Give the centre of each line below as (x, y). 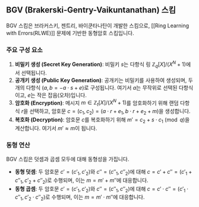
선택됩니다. (34, 73)
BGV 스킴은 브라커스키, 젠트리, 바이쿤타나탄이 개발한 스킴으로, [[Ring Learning (98, 26)
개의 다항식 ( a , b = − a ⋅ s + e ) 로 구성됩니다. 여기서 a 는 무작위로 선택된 (96, 87)
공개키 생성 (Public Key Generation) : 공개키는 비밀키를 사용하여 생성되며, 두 (104, 80)
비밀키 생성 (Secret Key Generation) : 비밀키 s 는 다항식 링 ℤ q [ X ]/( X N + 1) (100, 64)
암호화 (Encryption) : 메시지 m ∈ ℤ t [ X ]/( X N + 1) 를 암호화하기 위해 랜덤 (97, 103)
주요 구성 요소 (25, 50)
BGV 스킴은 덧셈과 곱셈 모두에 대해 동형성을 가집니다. (68, 159)
